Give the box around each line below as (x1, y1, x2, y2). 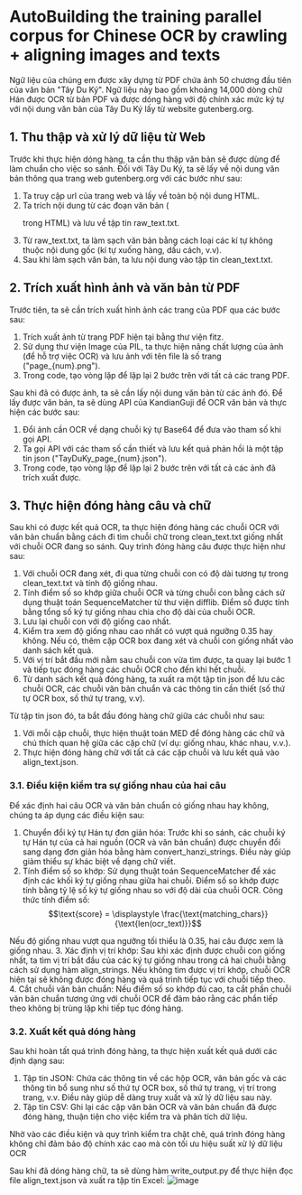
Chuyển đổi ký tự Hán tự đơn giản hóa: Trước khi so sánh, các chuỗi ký (22, 826, 286, 837)
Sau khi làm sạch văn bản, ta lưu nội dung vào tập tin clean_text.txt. (22, 254, 273, 265)
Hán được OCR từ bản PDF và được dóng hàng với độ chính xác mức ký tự (9, 93, 285, 105)
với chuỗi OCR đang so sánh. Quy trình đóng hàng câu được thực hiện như (9, 541, 286, 552)
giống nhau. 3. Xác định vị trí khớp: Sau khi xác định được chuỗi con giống (9, 945, 286, 956)
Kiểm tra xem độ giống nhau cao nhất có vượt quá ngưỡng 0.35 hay (22, 626, 273, 637)
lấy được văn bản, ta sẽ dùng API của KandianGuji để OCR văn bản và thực (9, 397, 287, 407)
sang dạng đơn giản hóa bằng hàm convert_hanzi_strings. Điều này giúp (22, 846, 291, 857)
